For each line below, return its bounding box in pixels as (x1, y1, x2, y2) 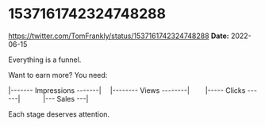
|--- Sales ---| (42, 94, 89, 103)
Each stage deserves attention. (8, 109, 109, 119)
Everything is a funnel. (8, 55, 82, 64)
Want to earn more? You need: (8, 70, 108, 79)
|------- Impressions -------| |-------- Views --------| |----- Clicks (8, 85, 246, 95)
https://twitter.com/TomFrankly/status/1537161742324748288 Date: (8, 31, 229, 40)
